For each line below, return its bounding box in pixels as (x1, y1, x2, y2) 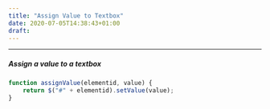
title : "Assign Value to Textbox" (8, 11, 125, 20)
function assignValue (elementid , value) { (8, 79, 153, 87)
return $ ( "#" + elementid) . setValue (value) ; (22, 87, 174, 95)
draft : (8, 26, 31, 34)
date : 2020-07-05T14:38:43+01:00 (8, 19, 121, 27)
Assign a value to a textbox (8, 59, 102, 68)
